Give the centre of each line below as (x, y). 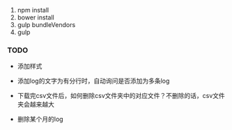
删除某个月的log (40, 119)
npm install (33, 10)
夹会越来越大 (36, 104)
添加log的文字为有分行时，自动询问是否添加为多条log (93, 81)
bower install (36, 17)
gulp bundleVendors (46, 25)
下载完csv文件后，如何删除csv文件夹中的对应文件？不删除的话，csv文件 (121, 96)
